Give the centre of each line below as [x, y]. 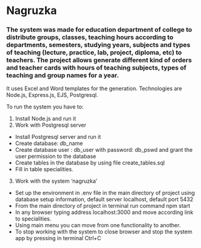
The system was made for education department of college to [99, 30]
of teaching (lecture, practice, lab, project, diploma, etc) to [94, 52]
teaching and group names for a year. [63, 76]
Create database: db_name [49, 143]
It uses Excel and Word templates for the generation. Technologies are [94, 88]
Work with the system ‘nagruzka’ [56, 181]
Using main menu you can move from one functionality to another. [98, 225]
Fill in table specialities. [44, 169]
